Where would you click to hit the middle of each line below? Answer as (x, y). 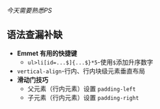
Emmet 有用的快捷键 (47, 53)
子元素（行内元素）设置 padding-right (83, 97)
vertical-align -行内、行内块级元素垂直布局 (81, 71)
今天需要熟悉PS (29, 10)
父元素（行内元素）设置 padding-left (81, 88)
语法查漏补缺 (35, 35)
